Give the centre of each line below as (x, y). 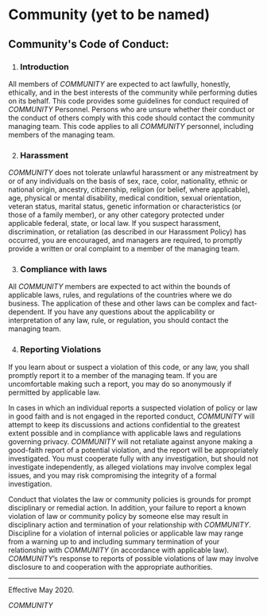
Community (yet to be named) (109, 15)
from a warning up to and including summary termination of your (114, 541)
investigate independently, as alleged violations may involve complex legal (130, 466)
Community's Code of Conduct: (89, 44)
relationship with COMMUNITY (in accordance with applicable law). (119, 550)
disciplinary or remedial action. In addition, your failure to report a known (127, 508)
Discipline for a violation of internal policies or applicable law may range (126, 533)
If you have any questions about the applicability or (131, 312)
